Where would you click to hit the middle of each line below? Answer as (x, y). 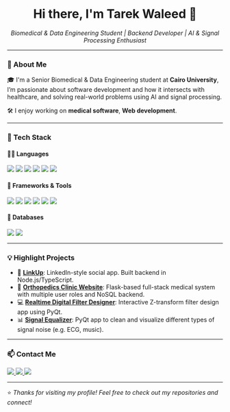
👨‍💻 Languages (28, 154)
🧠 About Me (27, 64)
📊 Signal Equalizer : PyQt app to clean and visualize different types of (116, 320)
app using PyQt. (40, 312)
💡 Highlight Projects (41, 258)
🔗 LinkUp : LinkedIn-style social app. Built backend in (91, 273)
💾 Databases (26, 217)
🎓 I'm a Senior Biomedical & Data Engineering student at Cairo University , (113, 80)
